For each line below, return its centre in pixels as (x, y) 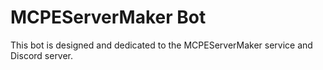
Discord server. (42, 55)
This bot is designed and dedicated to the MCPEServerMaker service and (161, 45)
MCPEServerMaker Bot (108, 17)
